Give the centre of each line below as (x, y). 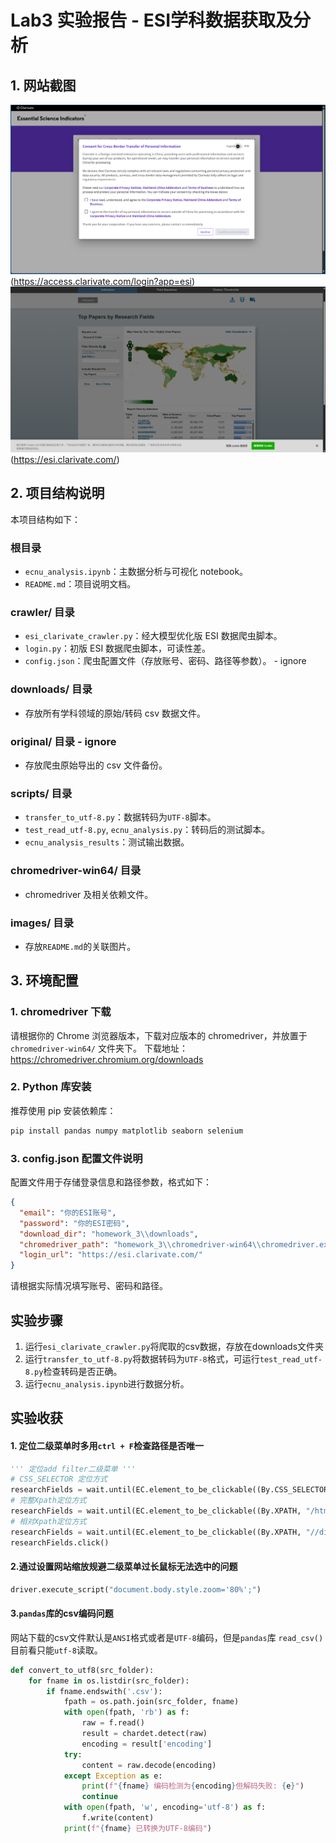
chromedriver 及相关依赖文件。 (89, 894)
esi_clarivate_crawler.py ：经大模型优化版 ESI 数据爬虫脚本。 (153, 636)
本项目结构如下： (45, 519)
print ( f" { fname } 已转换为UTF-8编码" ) (137, 1828)
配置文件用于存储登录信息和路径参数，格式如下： (111, 1182)
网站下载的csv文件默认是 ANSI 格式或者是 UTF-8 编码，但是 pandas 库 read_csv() (167, 1637)
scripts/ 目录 (41, 793)
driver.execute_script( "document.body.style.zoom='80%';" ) (136, 1589)
